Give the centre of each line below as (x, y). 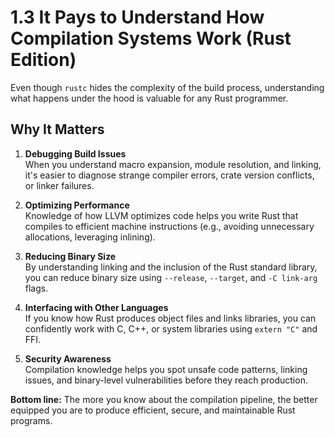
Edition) (43, 60)
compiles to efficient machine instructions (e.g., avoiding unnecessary (169, 226)
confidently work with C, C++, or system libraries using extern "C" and (171, 328)
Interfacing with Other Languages (96, 307)
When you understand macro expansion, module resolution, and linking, (173, 164)
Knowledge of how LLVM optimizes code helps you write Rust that (161, 215)
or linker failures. (59, 185)
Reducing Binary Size (70, 256)
